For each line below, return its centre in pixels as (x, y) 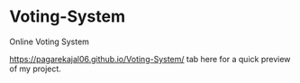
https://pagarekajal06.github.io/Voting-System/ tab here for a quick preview (150, 59)
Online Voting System (50, 41)
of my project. (35, 69)
